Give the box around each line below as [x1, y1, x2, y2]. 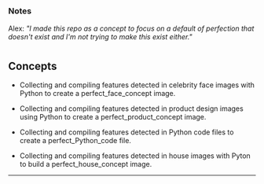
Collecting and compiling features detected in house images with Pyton [19, 151, 251, 160]
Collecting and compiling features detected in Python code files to [19, 127, 234, 137]
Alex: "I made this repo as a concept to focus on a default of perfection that [8, 24, 255, 33]
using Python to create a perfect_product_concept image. [19, 112, 207, 122]
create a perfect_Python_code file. [19, 136, 132, 145]
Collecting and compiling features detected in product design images [19, 104, 244, 113]
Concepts [8, 59, 57, 72]
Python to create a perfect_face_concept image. [19, 89, 176, 98]
